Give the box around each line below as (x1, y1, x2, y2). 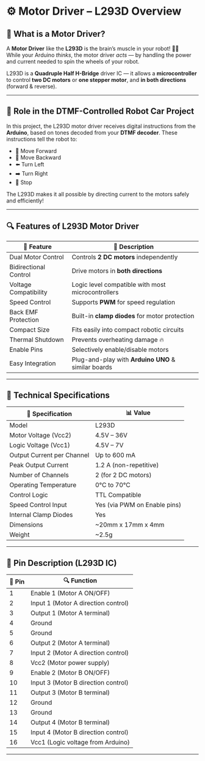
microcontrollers (71, 288, 119, 296)
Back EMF (9, 308, 38, 316)
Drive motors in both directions (71, 266, 163, 275)
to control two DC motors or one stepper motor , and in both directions (6, 76, 187, 83)
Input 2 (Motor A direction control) (30, 648, 129, 657)
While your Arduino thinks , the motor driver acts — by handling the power (6, 51, 192, 59)
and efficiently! (6, 197, 44, 204)
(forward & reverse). (6, 83, 57, 90)
